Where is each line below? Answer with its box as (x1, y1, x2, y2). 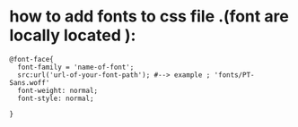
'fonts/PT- (214, 70, 255, 80)
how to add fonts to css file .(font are (9, 6, 289, 27)
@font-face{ (9, 55, 54, 63)
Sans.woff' (9, 78, 50, 87)
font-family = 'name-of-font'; (17, 63, 135, 72)
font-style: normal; (17, 94, 94, 103)
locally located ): (9, 25, 136, 46)
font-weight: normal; (17, 86, 99, 95)
